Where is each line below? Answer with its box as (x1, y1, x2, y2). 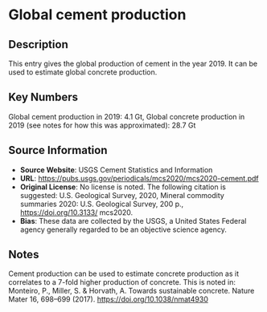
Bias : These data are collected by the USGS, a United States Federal (19, 216, 247, 225)
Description (8, 38, 68, 51)
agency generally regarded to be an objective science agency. (19, 225, 228, 234)
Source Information (8, 144, 108, 157)
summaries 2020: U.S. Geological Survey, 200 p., (19, 199, 184, 209)
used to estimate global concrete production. (8, 67, 158, 77)
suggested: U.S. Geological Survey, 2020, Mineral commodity (19, 190, 225, 200)
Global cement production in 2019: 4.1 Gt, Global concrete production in (8, 111, 245, 121)
